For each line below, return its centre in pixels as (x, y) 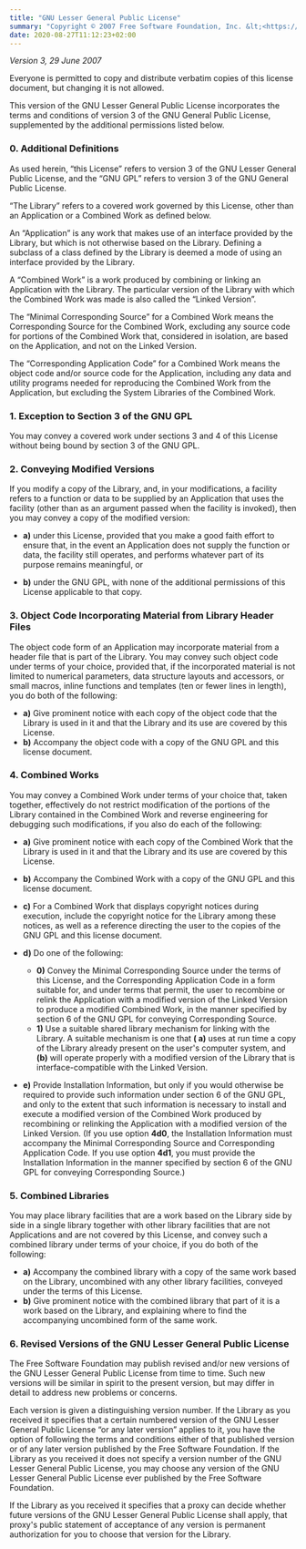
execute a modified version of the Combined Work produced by (142, 1113)
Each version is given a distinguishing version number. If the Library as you (150, 1411)
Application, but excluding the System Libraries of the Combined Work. (143, 392)
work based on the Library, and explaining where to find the (135, 1311)
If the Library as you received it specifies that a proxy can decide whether (148, 1505)
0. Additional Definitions (64, 149)
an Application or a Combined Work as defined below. (111, 215)
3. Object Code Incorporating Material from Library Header (142, 616)
